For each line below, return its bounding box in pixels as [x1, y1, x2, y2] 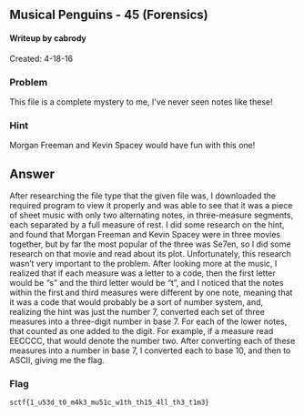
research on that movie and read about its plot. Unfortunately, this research [9, 249, 291, 259]
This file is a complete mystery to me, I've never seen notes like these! [9, 96, 273, 107]
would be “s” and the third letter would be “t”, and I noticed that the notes [9, 278, 284, 288]
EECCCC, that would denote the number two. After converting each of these [9, 336, 296, 346]
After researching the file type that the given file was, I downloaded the [9, 190, 276, 201]
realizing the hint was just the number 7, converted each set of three [9, 307, 266, 317]
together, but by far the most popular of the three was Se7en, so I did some [9, 238, 291, 249]
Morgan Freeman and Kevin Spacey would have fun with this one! [9, 140, 256, 151]
